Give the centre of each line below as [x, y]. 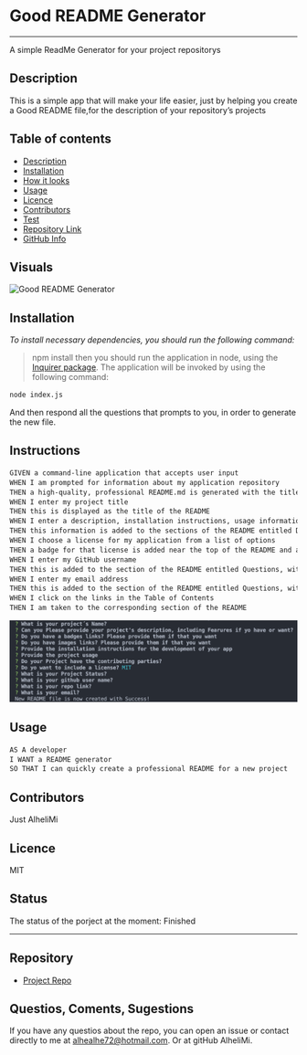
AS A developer [38, 750]
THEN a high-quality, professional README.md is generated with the [143, 492]
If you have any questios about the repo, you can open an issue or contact [149, 1031]
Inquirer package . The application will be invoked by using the [148, 367]
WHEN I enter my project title [69, 502]
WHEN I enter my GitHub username [73, 559]
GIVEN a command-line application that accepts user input [124, 473]
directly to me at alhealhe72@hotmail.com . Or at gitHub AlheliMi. [131, 1040]
